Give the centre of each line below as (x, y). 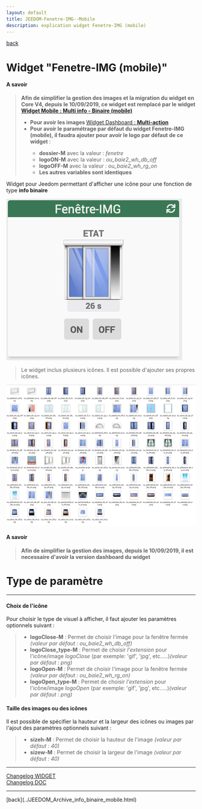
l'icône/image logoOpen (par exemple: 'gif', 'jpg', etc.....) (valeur (108, 688)
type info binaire (27, 190)
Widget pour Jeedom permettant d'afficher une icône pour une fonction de (99, 184)
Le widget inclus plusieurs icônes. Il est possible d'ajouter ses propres (108, 370)
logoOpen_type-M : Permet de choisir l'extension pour (98, 682)
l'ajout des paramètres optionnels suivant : (59, 728)
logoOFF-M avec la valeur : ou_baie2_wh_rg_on (98, 166)
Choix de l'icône (27, 606)
